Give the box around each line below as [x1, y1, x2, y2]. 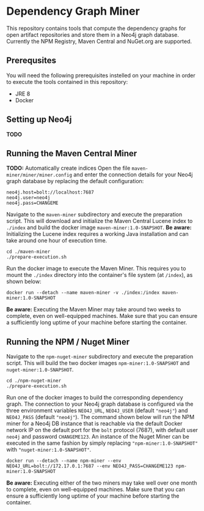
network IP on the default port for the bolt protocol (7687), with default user [6, 426, 199, 434]
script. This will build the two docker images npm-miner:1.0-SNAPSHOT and [6, 360, 190, 367]
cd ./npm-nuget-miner [6, 378, 62, 384]
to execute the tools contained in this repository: [6, 78, 128, 85]
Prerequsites [6, 55, 57, 66]
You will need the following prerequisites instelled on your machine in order [6, 72, 195, 79]
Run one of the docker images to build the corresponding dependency [6, 394, 183, 401]
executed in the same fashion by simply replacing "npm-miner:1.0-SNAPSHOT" [6, 439, 199, 447]
